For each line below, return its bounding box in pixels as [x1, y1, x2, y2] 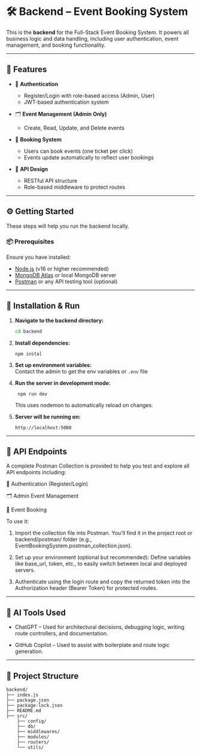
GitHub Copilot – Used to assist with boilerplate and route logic [14, 641, 170, 649]
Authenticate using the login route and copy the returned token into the [14, 578, 190, 585]
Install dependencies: [14, 339, 71, 347]
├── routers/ [17, 739, 50, 745]
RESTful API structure [23, 177, 78, 184]
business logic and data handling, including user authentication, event [6, 35, 179, 42]
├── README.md [6, 707, 42, 713]
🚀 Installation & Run [6, 301, 80, 311]
